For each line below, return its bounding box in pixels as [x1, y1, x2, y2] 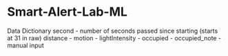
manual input [7, 41, 44, 49]
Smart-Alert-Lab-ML [7, 4, 127, 20]
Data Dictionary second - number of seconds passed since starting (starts [7, 27, 218, 35]
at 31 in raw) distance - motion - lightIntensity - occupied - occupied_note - [7, 33, 222, 42]
